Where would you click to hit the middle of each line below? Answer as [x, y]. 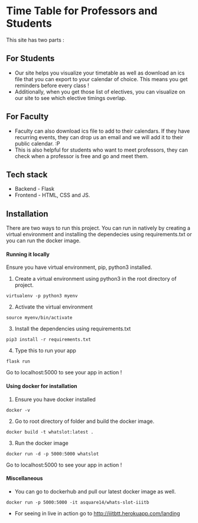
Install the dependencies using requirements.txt [73, 329]
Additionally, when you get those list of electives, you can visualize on [100, 92]
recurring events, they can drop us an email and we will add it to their [99, 137]
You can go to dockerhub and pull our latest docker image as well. [95, 491]
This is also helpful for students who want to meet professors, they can [101, 150]
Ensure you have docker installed [55, 399]
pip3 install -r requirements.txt [49, 340]
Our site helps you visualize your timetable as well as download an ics [100, 73]
